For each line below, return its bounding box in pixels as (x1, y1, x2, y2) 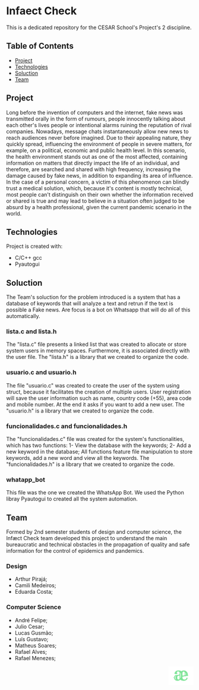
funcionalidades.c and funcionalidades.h (6, 422, 128, 430)
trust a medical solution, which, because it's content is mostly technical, (6, 184, 182, 191)
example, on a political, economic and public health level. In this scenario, (6, 147, 187, 154)
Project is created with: (6, 242, 63, 250)
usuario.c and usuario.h (6, 368, 77, 377)
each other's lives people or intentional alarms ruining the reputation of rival (6, 121, 192, 128)
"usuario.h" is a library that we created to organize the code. (6, 407, 154, 414)
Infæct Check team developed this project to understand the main (6, 535, 168, 542)
